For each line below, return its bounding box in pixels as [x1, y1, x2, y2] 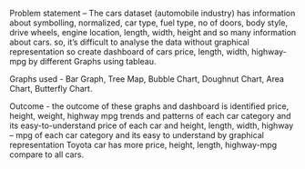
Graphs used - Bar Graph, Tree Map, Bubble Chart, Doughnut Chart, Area [9, 74, 285, 84]
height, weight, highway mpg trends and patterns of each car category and [9, 111, 291, 121]
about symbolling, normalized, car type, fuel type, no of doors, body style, [9, 17, 289, 28]
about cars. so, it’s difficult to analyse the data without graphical [9, 36, 250, 47]
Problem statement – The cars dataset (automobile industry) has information [9, 8, 296, 18]
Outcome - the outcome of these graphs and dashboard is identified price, [9, 101, 290, 112]
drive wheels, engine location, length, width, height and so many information [9, 27, 297, 37]
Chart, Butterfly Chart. [9, 84, 93, 94]
